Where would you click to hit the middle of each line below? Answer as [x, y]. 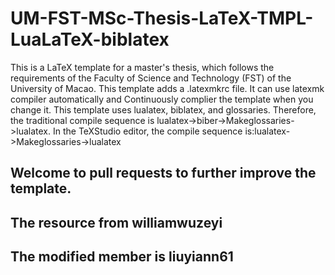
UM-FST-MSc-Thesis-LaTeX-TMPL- [162, 18]
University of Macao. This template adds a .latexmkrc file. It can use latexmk [167, 88]
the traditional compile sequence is [82, 120]
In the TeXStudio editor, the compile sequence [147, 131]
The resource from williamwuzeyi [116, 222]
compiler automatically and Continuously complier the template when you [162, 99]
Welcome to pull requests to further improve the [163, 173]
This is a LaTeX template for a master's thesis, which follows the [142, 67]
